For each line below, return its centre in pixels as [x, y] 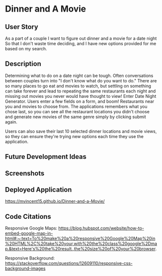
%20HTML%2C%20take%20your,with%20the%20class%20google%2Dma [81, 244]
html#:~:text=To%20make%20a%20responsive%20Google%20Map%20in [80, 239]
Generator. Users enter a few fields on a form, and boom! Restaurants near [80, 101]
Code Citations [28, 216]
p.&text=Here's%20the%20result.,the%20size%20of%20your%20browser [80, 249]
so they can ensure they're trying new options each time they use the [74, 136]
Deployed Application [38, 190]
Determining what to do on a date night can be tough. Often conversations [79, 76]
